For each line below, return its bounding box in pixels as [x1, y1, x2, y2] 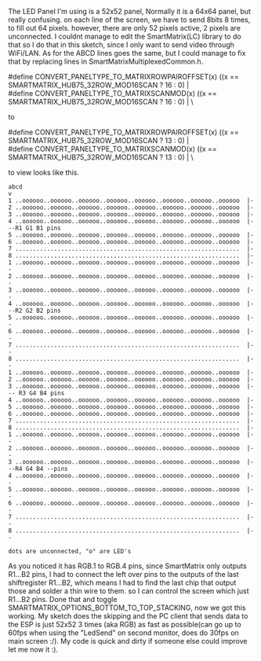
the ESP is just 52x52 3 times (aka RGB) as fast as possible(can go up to [8, 620, 241, 629]
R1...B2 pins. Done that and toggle [8, 595, 118, 604]
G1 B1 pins [25, 224, 61, 232]
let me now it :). [8, 644, 59, 654]
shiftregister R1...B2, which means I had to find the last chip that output [8, 578, 237, 587]
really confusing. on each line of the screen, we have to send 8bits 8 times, [8, 15, 251, 24]
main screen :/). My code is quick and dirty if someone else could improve [8, 637, 248, 645]
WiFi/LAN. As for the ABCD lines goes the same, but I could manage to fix [8, 49, 246, 57]
